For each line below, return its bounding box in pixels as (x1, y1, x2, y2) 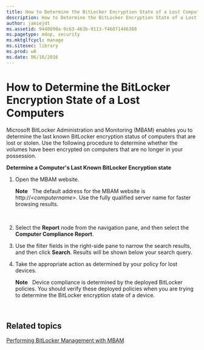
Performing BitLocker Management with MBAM (6, 337, 124, 344)
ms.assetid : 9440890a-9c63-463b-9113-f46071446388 (6, 26, 137, 32)
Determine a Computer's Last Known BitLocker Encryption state (6, 163, 172, 171)
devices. (15, 267, 37, 274)
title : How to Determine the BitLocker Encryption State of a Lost (6, 9, 181, 15)
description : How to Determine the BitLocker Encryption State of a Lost (6, 15, 197, 21)
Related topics (6, 320, 62, 331)
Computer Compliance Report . (15, 230, 94, 238)
